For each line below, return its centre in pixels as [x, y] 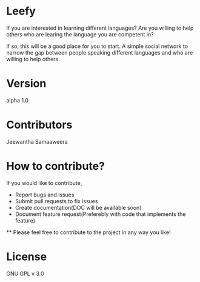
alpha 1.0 [18, 100]
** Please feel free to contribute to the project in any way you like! [88, 232]
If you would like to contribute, [44, 183]
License [27, 257]
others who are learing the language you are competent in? [80, 34]
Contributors [39, 125]
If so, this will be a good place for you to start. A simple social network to [97, 46]
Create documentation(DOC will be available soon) [78, 207]
